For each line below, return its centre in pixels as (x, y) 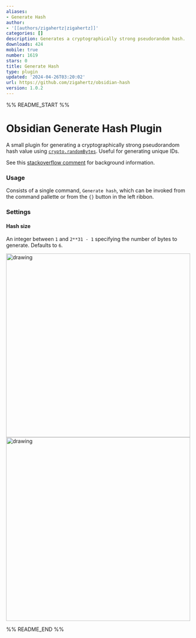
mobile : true (22, 50)
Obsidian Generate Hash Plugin (84, 128)
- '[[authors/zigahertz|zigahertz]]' (52, 28)
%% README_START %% (38, 105)
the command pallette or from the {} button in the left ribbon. (80, 197)
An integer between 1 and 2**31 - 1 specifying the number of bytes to (92, 239)
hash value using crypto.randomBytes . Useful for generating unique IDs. (93, 151)
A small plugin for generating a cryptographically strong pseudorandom (93, 145)
